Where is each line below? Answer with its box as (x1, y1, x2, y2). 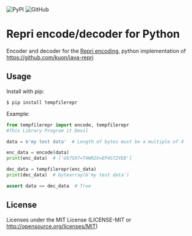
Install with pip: (6, 87, 44, 95)
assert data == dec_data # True (6, 183, 91, 189)
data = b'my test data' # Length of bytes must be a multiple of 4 (6, 138, 184, 145)
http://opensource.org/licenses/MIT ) (6, 223, 98, 230)
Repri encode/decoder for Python (6, 27, 180, 41)
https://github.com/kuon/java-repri (6, 54, 94, 61)
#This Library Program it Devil (6, 127, 88, 134)
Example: (6, 110, 30, 117)
